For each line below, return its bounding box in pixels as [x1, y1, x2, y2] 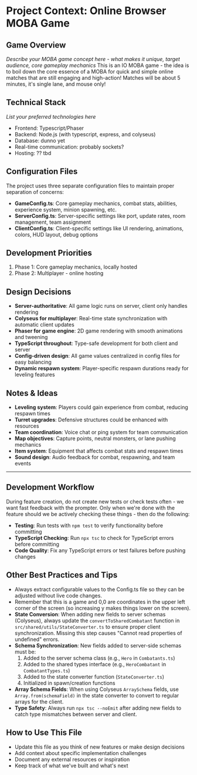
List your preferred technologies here [6, 113, 96, 120]
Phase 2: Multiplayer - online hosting [14, 270, 104, 277]
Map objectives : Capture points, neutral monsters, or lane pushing [14, 435, 176, 442]
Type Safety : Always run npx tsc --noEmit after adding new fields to [14, 704, 182, 712]
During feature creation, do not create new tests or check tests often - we [6, 498, 184, 505]
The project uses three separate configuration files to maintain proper [6, 182, 175, 189]
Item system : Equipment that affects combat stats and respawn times [14, 448, 184, 455]
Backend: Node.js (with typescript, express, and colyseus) [14, 130, 156, 137]
